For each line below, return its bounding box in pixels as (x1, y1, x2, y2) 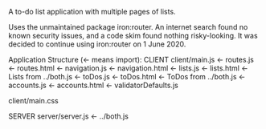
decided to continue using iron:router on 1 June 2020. (8, 39, 186, 49)
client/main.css (8, 96, 59, 105)
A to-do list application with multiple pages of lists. (8, 7, 176, 16)
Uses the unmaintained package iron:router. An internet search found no (8, 22, 248, 31)
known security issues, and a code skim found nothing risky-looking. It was (8, 31, 259, 40)
